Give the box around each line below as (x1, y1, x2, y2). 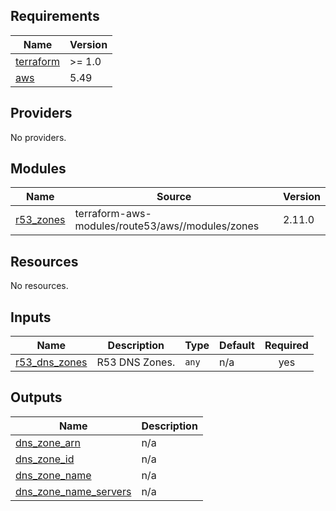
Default (219, 339, 255, 353)
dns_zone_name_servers (15, 484, 132, 498)
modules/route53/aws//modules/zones (74, 219, 260, 233)
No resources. (10, 280, 69, 292)
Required (264, 339, 309, 353)
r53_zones (15, 213, 66, 227)
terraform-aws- (74, 207, 152, 221)
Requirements (10, 8, 100, 25)
